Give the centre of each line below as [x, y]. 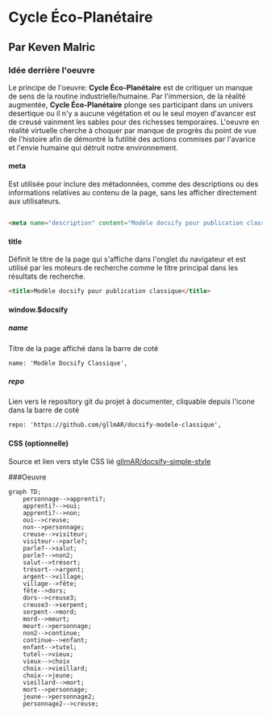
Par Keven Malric [52, 47]
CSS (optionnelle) [38, 443]
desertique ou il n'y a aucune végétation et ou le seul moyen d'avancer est [132, 113]
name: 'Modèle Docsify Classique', [68, 363]
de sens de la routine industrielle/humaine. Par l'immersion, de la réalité [127, 96]
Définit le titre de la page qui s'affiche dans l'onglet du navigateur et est [127, 259]
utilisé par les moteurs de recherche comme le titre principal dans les [123, 268]
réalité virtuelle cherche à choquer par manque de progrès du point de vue [132, 130]
